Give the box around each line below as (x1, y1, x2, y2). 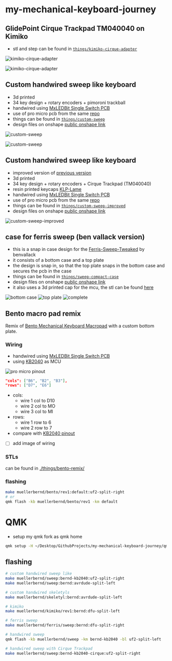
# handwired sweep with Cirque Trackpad (5, 646, 93, 651)
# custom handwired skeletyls (5, 590, 70, 595)
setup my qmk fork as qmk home (12, 533, 83, 539)
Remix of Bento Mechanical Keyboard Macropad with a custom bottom (5, 323, 155, 329)
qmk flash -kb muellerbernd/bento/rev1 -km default (5, 499, 118, 504)
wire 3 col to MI (20, 409, 54, 415)
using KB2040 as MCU (12, 358, 61, 364)
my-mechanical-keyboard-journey (5, 4, 156, 15)
